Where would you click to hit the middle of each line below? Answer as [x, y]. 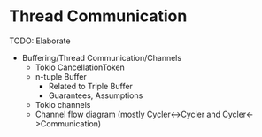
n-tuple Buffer [61, 76]
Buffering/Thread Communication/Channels [102, 57]
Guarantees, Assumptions [96, 95]
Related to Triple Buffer [90, 86]
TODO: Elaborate [40, 41]
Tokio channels [63, 104]
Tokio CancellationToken [80, 67]
